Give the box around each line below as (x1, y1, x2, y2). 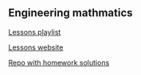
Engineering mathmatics (8, 6, 133, 20)
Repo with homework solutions (8, 58, 110, 67)
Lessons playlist (8, 27, 61, 36)
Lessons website (8, 43, 64, 52)
